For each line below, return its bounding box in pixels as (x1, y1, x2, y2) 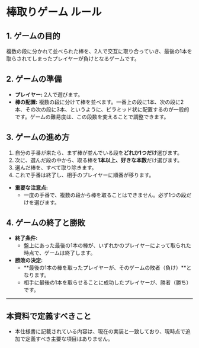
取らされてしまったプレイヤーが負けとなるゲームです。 (6, 55, 140, 62)
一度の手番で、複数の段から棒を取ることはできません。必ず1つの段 (23, 191, 187, 199)
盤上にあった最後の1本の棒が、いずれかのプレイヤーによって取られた (23, 242, 191, 249)
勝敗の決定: (14, 257, 43, 264)
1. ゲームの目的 (6, 31, 60, 41)
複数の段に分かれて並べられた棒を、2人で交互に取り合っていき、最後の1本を (6, 48, 192, 55)
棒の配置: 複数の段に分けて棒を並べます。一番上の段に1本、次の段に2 (14, 98, 184, 106)
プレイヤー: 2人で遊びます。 (14, 91, 84, 98)
